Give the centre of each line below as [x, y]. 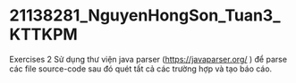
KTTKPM [43, 34]
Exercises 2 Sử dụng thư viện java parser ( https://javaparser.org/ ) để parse [148, 59]
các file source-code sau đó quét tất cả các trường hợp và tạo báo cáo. [141, 69]
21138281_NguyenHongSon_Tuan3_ [145, 16]
